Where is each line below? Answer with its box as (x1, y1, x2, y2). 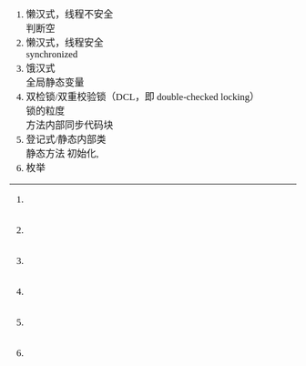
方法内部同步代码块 (25, 119, 114, 131)
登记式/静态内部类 (25, 134, 107, 146)
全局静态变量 (25, 77, 85, 88)
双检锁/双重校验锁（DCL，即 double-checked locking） (25, 91, 260, 103)
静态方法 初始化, (25, 148, 99, 159)
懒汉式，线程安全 (25, 37, 104, 49)
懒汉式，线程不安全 (25, 9, 114, 20)
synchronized (25, 48, 78, 60)
